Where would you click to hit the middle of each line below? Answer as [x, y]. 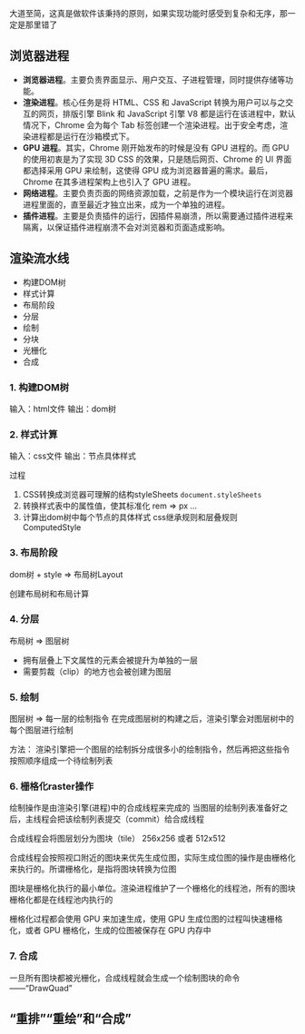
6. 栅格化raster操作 [52, 786]
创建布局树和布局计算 [49, 594]
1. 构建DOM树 [39, 387]
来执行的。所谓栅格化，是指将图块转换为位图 [93, 869]
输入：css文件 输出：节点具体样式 [73, 456]
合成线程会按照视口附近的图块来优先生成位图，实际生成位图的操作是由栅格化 [152, 858]
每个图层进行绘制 [41, 730]
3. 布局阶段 [34, 553]
